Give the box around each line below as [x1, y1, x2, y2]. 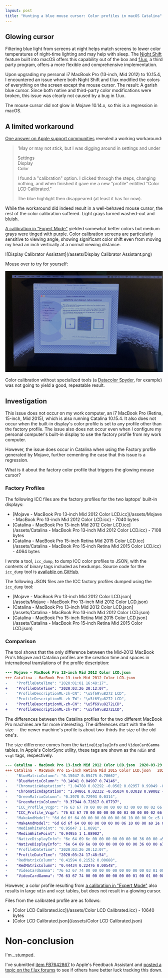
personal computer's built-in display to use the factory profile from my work [5, 431, 161, 437]
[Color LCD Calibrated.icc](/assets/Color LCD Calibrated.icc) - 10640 [12, 907, 155, 913]
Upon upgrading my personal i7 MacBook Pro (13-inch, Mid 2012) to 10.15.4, [5, 72, 161, 78]
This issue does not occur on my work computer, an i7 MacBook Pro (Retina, [5, 410, 163, 416]
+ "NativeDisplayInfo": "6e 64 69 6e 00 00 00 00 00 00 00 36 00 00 [5, 842, 157, 847]
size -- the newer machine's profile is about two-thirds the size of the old [5, 726, 156, 733]
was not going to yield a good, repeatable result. [5, 382, 105, 388]
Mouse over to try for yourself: [5, 261, 68, 267]
